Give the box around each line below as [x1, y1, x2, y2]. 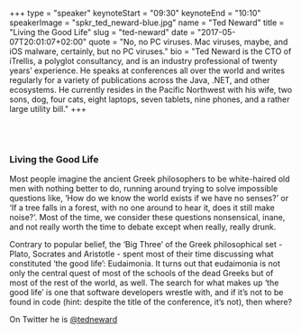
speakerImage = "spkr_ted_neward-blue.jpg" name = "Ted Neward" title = [9, 17, 285, 28]
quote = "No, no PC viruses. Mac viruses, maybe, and [88, 36, 288, 47]
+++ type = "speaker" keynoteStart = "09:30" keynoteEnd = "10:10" [9, 8, 261, 18]
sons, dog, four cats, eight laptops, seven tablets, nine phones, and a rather [9, 94, 290, 105]
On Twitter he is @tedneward [9, 314, 118, 325]
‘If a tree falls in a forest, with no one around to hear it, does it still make [9, 202, 275, 213]
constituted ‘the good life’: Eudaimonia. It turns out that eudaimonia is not [9, 258, 281, 269]
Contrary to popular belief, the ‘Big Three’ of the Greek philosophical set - [9, 239, 283, 250]
